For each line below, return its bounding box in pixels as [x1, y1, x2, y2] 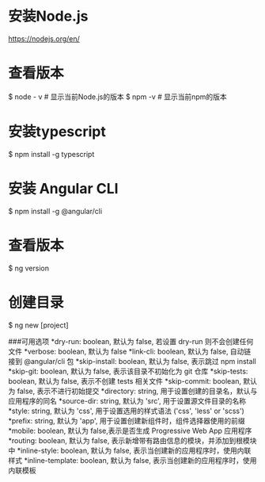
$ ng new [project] [8, 320, 69, 330]
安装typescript [8, 123, 107, 141]
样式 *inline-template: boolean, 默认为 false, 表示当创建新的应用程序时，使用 [8, 455, 257, 465]
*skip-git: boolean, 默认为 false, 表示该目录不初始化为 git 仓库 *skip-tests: [8, 366, 248, 376]
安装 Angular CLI [8, 180, 119, 197]
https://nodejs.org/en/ [8, 33, 81, 44]
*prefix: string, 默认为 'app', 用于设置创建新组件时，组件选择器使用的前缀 [8, 415, 245, 425]
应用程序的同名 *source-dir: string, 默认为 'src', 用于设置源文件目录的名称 [8, 396, 247, 405]
